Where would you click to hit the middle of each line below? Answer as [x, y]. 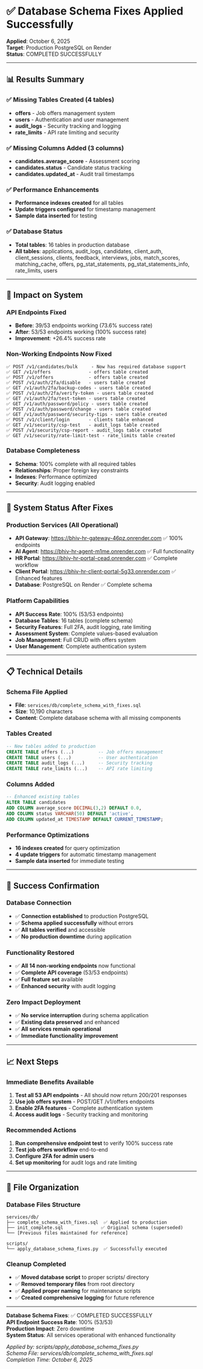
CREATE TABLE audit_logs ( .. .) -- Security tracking [79, 763]
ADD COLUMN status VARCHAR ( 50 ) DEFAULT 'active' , [70, 814]
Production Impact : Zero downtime [50, 1329]
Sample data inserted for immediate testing [70, 861]
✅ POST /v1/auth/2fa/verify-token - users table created [80, 393]
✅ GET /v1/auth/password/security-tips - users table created [87, 414]
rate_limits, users [36, 270]
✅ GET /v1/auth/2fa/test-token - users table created [76, 398]
